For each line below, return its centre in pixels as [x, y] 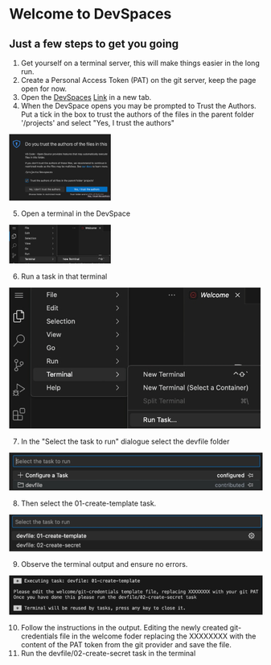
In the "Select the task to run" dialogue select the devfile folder [125, 442]
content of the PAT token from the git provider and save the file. [126, 644]
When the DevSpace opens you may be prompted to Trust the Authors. [138, 106]
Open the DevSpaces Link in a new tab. [86, 97]
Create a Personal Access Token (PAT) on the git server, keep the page [138, 80]
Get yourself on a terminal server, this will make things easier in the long [140, 63]
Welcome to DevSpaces [90, 14]
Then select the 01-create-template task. [88, 503]
